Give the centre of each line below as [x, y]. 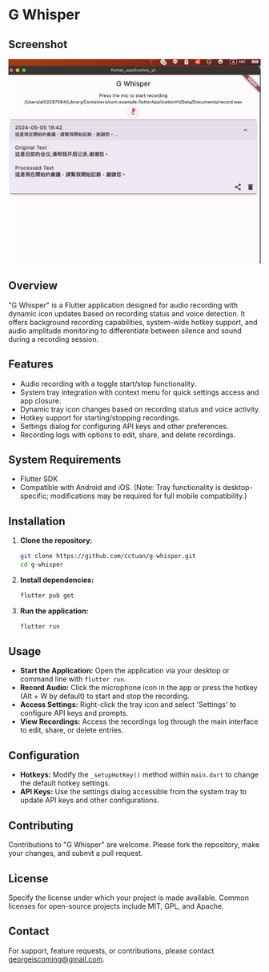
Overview [33, 286]
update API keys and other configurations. [89, 800]
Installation [37, 521]
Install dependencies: [57, 580]
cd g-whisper [42, 565]
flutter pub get [47, 595]
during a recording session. [54, 339]
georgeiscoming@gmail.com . [57, 959]
